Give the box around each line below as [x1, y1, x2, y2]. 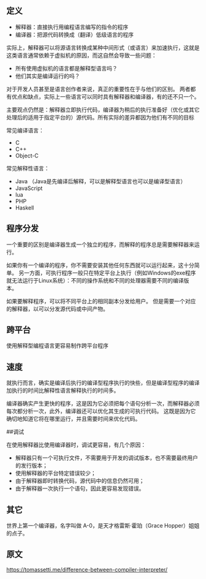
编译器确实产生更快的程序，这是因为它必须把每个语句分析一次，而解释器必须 [6, 400, 200, 407]
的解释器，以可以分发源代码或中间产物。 [6, 305, 109, 312]
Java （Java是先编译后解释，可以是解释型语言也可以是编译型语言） [15, 177, 186, 185]
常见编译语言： [6, 126, 44, 134]
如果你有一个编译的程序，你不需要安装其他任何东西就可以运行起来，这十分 [6, 261, 194, 268]
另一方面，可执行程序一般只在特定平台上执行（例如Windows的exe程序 [18, 269, 196, 276]
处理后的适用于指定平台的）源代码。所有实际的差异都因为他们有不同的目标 [6, 113, 194, 121]
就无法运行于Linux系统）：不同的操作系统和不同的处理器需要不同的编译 [6, 276, 184, 284]
